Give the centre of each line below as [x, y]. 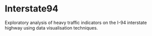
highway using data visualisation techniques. [51, 27]
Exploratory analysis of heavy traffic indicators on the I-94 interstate [76, 22]
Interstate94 [32, 9]
